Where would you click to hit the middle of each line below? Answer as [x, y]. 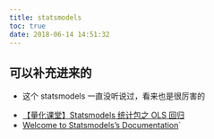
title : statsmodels [46, 17]
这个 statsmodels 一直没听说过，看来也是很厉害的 [114, 96]
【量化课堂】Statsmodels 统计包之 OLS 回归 [103, 115]
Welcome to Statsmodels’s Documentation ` [102, 126]
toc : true [28, 26]
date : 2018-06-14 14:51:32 [60, 34]
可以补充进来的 [51, 73]
